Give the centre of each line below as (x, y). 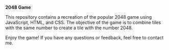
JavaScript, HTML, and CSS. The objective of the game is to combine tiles (83, 22)
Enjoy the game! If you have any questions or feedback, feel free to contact (84, 38)
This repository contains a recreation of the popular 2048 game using (79, 17)
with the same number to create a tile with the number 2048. (69, 28)
